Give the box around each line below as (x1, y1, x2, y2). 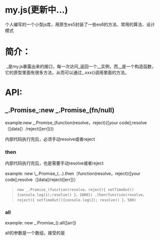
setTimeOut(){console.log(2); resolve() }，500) (36, 198, 137, 203)
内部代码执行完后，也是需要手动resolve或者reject (5, 160, 104, 166)
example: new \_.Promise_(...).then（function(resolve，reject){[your (5, 171, 141, 177)
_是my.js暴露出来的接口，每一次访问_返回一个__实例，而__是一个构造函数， (6, 63, 157, 69)
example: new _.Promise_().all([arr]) (5, 220, 76, 226)
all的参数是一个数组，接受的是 (5, 230, 65, 236)
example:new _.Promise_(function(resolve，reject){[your (5, 120, 118, 126)
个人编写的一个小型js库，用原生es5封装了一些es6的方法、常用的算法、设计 (5, 21, 155, 27)
